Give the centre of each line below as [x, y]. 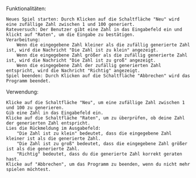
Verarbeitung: [23, 40]
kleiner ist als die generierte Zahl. [53, 139]
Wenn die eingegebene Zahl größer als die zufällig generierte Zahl [102, 55]
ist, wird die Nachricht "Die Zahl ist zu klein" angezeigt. [82, 50]
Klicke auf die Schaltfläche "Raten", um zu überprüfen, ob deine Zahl [95, 118]
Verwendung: [22, 92]
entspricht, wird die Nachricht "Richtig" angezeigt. [73, 70]
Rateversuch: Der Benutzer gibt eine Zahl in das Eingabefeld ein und [94, 29]
